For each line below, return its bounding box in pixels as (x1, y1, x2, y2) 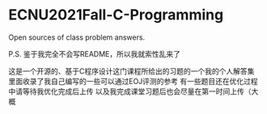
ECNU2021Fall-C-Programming (8, 6, 224, 24)
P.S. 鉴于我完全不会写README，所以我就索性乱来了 (8, 49, 180, 58)
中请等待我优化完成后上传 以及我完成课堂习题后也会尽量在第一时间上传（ (8, 87, 252, 96)
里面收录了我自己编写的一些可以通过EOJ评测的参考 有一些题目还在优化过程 (8, 76, 259, 86)
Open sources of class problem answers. (8, 32, 146, 42)
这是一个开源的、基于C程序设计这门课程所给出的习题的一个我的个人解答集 (8, 66, 255, 76)
